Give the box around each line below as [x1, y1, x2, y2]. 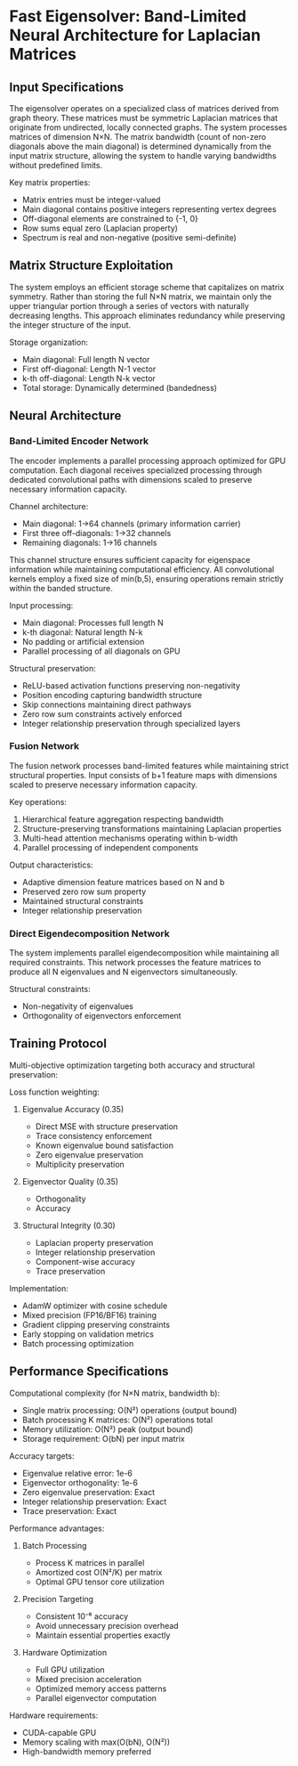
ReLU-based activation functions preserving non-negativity [21, 680, 241, 691]
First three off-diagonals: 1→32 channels [21, 527, 172, 538]
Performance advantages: [9, 1523, 105, 1534]
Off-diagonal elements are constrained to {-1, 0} [21, 214, 198, 224]
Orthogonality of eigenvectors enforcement [21, 1011, 181, 1021]
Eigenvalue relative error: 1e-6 [21, 1468, 133, 1478]
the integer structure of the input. [9, 319, 132, 330]
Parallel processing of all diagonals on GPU [21, 646, 181, 656]
